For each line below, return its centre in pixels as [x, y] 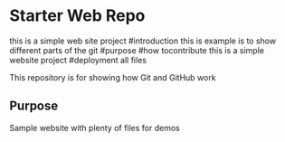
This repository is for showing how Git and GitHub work [113, 77]
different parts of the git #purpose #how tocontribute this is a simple [137, 50]
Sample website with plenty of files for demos [95, 128]
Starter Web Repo [77, 16]
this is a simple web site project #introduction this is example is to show [143, 41]
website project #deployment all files [78, 60]
